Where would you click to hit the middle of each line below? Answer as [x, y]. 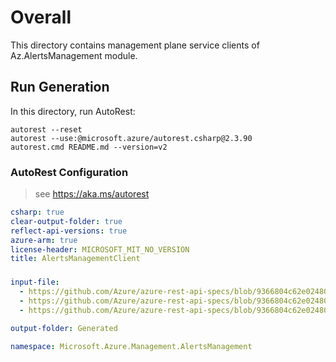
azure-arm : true [44, 240]
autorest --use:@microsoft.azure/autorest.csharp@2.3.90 [131, 138]
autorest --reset [46, 129]
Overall [41, 17]
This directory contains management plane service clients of [135, 45]
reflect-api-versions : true [69, 231]
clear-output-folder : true [66, 221]
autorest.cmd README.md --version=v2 [89, 147]
